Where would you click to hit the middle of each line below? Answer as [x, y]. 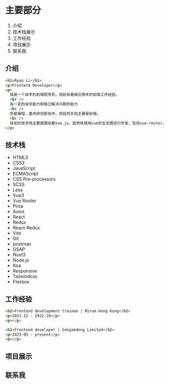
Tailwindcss [25, 276]
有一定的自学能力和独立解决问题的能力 [44, 104]
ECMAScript [25, 174]
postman [22, 244]
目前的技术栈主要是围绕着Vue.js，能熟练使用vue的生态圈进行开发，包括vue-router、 [88, 123]
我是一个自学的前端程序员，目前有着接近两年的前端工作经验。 [65, 95]
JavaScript [24, 168]
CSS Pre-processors [34, 179]
